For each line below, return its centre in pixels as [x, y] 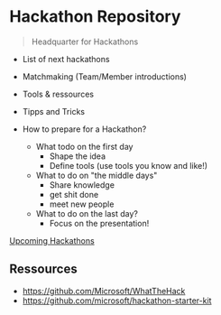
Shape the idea [78, 156]
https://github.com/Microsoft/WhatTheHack [104, 291]
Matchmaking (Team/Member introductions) [105, 76]
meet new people [82, 204]
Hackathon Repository [95, 17]
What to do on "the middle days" [97, 175]
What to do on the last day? [87, 213]
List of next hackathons [66, 59]
